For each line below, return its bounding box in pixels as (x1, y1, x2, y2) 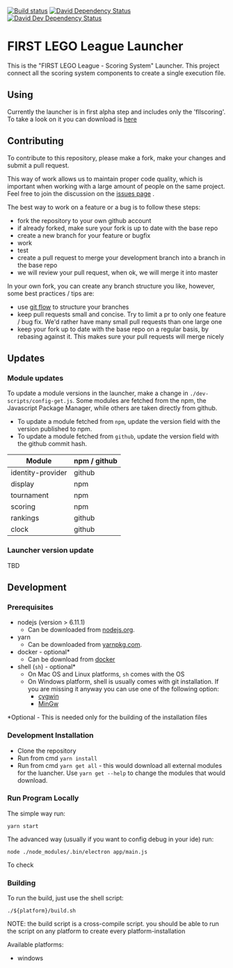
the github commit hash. (17, 440, 88, 448)
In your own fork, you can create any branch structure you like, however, (7, 282, 216, 290)
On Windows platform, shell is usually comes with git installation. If (27, 677, 219, 686)
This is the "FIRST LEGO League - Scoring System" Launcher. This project (7, 61, 220, 70)
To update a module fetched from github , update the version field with (17, 432, 219, 440)
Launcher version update (7, 546, 94, 555)
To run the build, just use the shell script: (7, 894, 124, 902)
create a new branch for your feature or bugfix (17, 231, 151, 240)
